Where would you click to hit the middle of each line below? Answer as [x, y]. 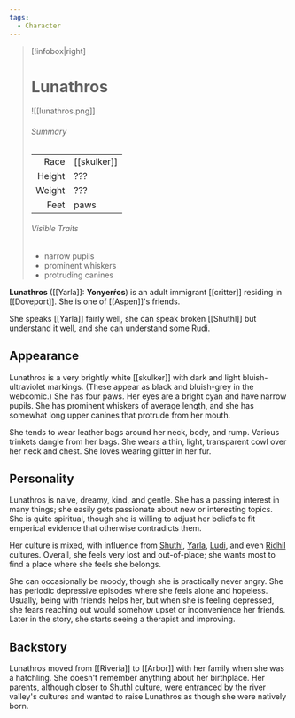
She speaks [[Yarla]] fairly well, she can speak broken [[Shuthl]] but [133, 318]
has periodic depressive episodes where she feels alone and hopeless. [139, 591]
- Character [39, 26]
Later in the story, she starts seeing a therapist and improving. [122, 619]
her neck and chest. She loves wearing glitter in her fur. [110, 451]
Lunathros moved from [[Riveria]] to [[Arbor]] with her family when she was [147, 668]
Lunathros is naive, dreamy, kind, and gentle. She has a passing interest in [144, 500]
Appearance [44, 356]
